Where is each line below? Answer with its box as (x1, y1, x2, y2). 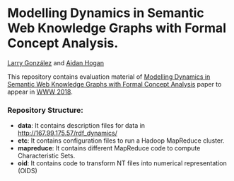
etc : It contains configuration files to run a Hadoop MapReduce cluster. (17, 136, 225, 145)
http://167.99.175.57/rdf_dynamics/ (17, 129, 118, 138)
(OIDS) (17, 167, 37, 175)
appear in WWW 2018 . (7, 87, 73, 96)
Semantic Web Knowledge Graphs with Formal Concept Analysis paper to (7, 79, 222, 88)
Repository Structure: (7, 105, 83, 115)
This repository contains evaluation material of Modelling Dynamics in (7, 72, 211, 81)
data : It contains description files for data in (17, 121, 146, 130)
